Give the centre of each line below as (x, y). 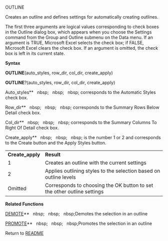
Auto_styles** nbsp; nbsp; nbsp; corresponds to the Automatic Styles (80, 92)
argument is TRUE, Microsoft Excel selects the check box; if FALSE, (74, 43)
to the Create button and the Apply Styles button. (56, 143)
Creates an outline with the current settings (95, 163)
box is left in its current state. (35, 53)
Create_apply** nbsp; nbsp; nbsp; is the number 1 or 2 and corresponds (83, 137)
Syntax (13, 63)
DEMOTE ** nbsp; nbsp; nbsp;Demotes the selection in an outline (76, 214)
